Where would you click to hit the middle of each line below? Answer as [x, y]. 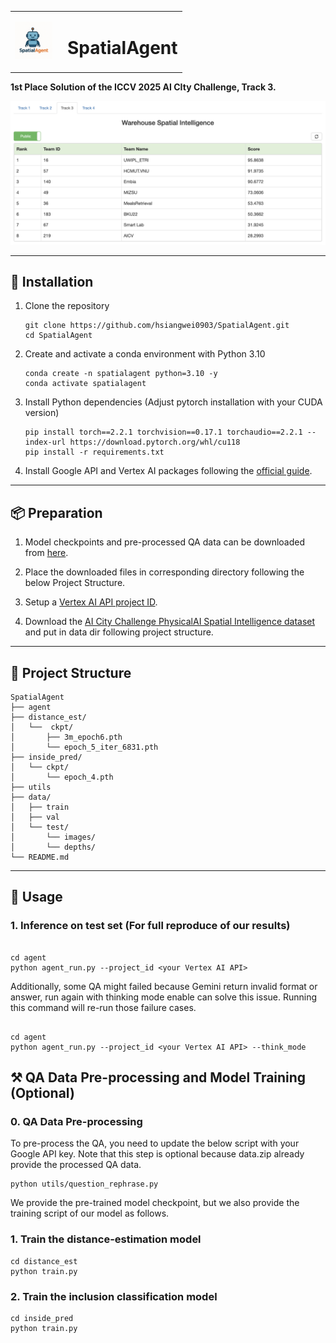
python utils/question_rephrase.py [84, 1184]
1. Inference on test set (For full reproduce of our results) [150, 926]
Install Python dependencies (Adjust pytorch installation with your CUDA [173, 402]
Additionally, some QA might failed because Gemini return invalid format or [164, 986]
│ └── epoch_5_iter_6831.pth [84, 747]
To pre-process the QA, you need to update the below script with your [155, 1143]
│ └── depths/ [53, 847]
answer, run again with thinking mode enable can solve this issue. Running [164, 997]
